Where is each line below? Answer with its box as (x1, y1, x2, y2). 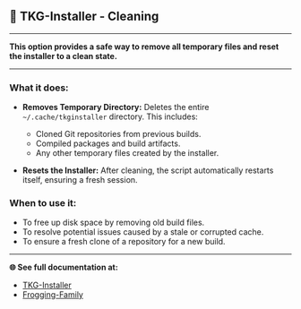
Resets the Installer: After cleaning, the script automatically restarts (21, 165, 274, 176)
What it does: (9, 82, 69, 94)
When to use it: (9, 197, 77, 210)
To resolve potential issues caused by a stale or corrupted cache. (21, 227, 264, 237)
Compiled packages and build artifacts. (35, 138, 181, 149)
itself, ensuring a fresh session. (21, 175, 138, 185)
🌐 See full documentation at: (9, 262, 118, 273)
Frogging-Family (21, 289, 83, 300)
